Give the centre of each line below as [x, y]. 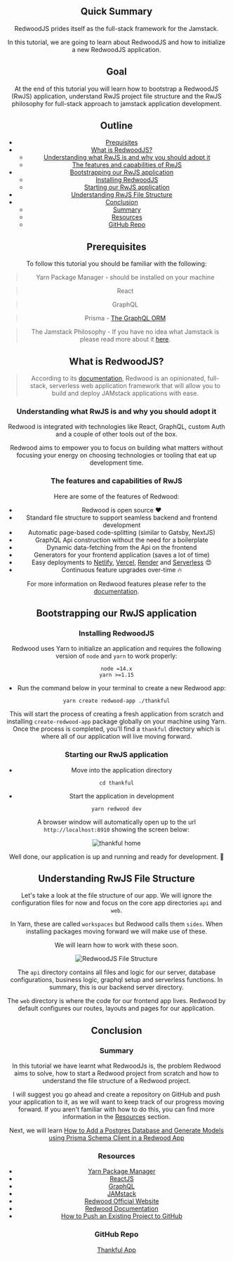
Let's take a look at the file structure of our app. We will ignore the [116, 895]
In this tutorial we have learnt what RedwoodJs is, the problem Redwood [116, 1066]
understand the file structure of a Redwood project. [116, 1081]
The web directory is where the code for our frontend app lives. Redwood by [116, 1001]
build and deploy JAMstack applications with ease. [125, 394]
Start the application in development [122, 796]
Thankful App [116, 1250]
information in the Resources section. [116, 1117]
